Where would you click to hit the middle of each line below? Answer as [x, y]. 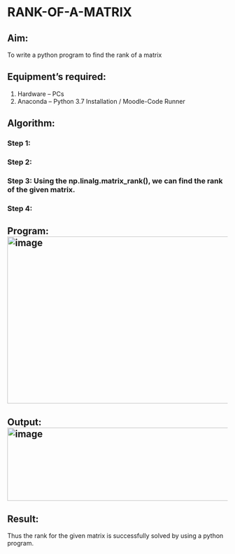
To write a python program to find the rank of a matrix [85, 55]
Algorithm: [31, 123]
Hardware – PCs [41, 94]
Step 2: [20, 162]
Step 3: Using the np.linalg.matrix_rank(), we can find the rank [115, 181]
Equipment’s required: [57, 77]
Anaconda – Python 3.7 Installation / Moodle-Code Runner [101, 101]
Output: [24, 422]
